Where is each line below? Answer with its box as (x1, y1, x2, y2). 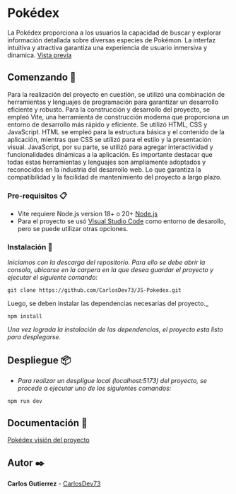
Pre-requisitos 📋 (7, 191, 67, 201)
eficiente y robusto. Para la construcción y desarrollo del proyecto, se (7, 105, 211, 114)
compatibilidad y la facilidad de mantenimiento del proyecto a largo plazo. (7, 172, 223, 181)
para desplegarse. (7, 333, 61, 341)
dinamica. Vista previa (7, 51, 72, 59)
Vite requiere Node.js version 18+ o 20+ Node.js (17, 210, 158, 218)
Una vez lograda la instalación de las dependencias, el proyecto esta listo (7, 325, 224, 334)
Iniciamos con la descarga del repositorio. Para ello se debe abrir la (7, 258, 206, 266)
